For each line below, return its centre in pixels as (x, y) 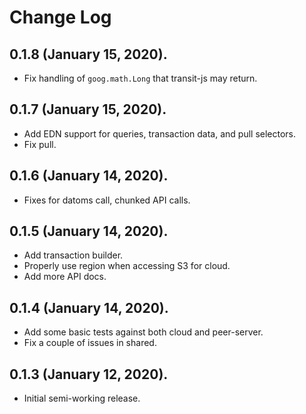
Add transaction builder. (73, 255)
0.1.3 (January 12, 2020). (89, 374)
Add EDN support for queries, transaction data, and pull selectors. (160, 133)
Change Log (60, 17)
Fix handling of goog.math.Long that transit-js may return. (140, 78)
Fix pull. (40, 144)
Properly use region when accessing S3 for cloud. (127, 266)
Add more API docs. (65, 277)
